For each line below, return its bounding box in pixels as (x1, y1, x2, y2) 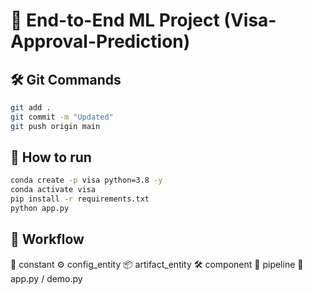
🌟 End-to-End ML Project (10, 9, 220, 32)
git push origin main (10, 121, 101, 131)
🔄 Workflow (10, 231, 85, 248)
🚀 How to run (10, 149, 92, 166)
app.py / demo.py (10, 272, 83, 284)
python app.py (10, 204, 70, 214)
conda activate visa (10, 185, 97, 195)
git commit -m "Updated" (10, 112, 114, 122)
